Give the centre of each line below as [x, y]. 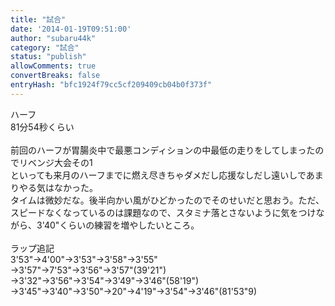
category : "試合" [45, 47]
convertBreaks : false [55, 76]
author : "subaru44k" [53, 38]
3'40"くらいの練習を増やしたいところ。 [118, 225]
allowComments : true [53, 66]
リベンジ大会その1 [55, 162]
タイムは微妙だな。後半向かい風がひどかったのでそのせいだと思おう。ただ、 [167, 200]
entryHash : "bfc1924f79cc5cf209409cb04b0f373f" [111, 85]
